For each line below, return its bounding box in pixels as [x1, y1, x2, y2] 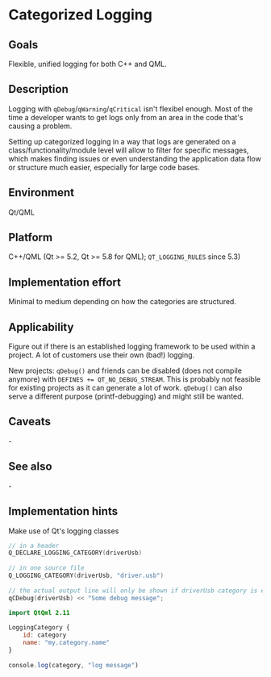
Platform [8, 231, 53, 244]
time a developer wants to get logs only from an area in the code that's [8, 112, 244, 122]
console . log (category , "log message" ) [8, 661, 139, 669]
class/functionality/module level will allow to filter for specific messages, [8, 145, 249, 155]
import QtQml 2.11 [8, 608, 70, 616]
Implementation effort [8, 275, 121, 289]
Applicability [8, 320, 74, 334]
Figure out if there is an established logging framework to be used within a [8, 341, 256, 352]
